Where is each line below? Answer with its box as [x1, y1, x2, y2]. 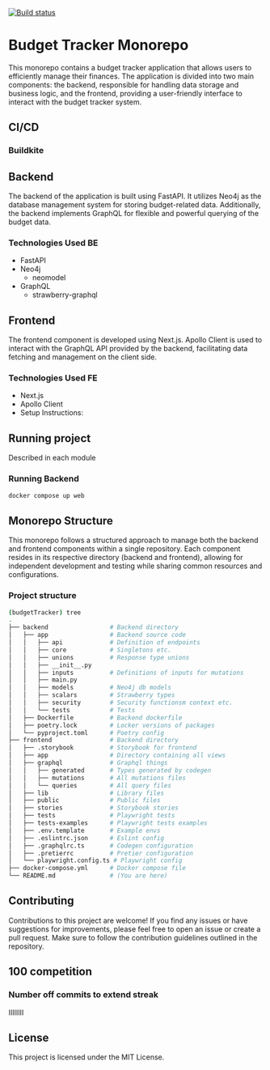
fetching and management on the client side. [8, 352, 158, 362]
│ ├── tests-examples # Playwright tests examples [8, 819, 208, 827]
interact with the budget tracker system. [8, 97, 142, 107]
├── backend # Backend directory [8, 623, 179, 631]
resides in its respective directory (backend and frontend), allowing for [8, 553, 243, 563]
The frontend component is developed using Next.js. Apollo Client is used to [8, 335, 263, 345]
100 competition [8, 965, 93, 979]
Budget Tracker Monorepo [8, 36, 189, 54]
